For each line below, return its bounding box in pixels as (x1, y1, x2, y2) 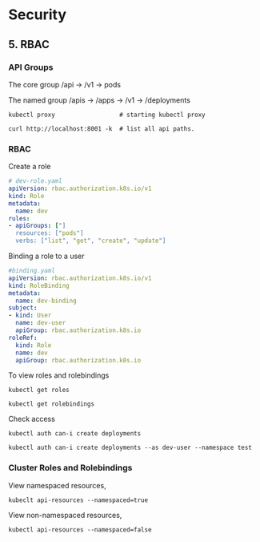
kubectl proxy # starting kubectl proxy (8, 111, 206, 119)
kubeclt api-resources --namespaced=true (8, 495, 149, 504)
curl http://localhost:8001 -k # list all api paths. (8, 124, 195, 133)
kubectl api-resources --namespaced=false (8, 525, 152, 534)
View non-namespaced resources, (8, 510, 122, 520)
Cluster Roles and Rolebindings (8, 463, 133, 474)
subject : (8, 304, 38, 312)
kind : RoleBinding (8, 281, 70, 289)
